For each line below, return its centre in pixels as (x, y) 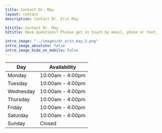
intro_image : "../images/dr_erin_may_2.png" (52, 41)
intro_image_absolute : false (35, 46)
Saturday (18, 115)
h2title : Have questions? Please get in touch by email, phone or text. (81, 33)
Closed (48, 123)
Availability (63, 67)
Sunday (17, 123)
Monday (17, 75)
